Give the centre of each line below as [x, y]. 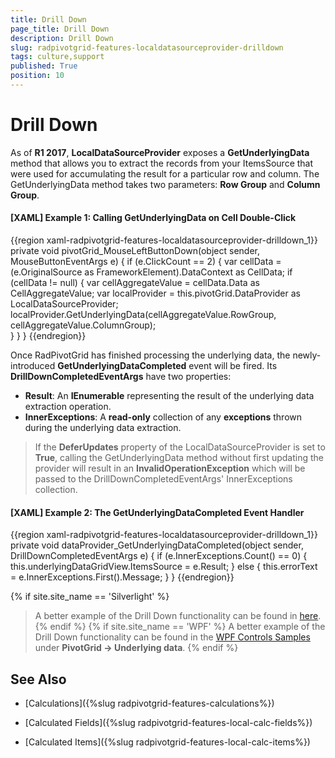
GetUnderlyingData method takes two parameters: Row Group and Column [165, 184]
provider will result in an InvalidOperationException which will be [170, 468]
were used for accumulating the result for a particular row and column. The [165, 173]
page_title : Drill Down [60, 29]
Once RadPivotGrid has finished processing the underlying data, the [150, 355]
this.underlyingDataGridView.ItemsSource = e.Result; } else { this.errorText [164, 567]
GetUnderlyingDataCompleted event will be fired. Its [167, 366]
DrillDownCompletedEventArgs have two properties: [121, 377]
